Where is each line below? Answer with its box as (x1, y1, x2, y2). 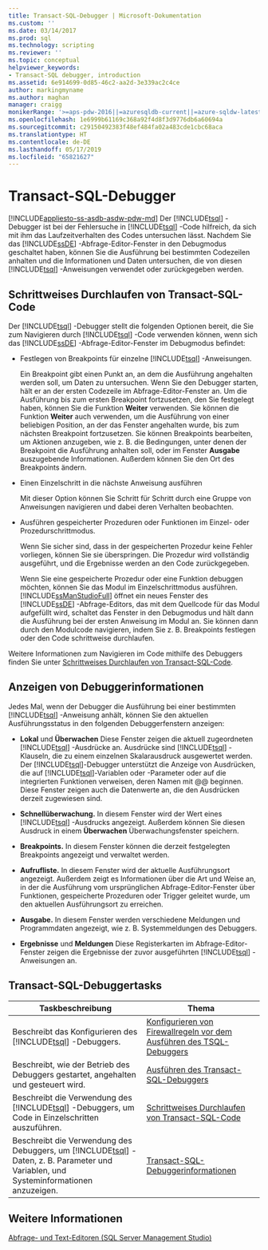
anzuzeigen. (12, 1185, 58, 1196)
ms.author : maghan (8, 93, 69, 101)
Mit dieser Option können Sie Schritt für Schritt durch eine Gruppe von (19, 494, 251, 503)
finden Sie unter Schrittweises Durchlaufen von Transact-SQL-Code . (8, 657, 234, 667)
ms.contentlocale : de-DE (8, 137, 91, 146)
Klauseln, (19, 751, 50, 760)
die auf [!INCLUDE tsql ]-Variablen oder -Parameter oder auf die (19, 768, 227, 777)
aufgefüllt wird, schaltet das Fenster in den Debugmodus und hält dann (19, 608, 254, 617)
